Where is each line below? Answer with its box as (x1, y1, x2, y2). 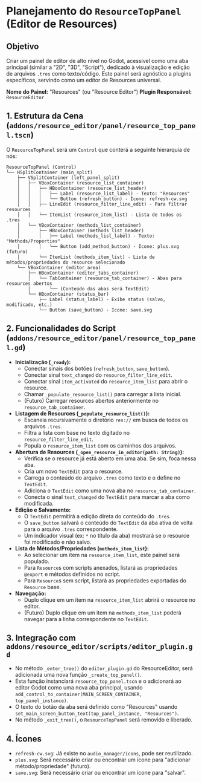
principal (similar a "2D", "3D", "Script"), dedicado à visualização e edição (6, 64, 190, 71)
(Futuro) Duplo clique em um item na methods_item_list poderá (24, 609, 182, 616)
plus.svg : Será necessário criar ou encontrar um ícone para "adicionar (14, 756, 191, 763)
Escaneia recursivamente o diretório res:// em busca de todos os (24, 416, 188, 423)
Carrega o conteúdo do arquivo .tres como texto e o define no (24, 474, 181, 481)
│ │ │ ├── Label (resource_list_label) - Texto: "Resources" (17, 191, 190, 197)
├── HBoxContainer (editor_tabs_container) (28, 270, 139, 276)
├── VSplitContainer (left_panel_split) (17, 174, 120, 181)
